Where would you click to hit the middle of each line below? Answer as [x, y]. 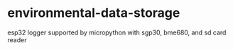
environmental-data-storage [94, 13]
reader [17, 39]
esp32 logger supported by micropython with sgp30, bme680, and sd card [117, 32]
